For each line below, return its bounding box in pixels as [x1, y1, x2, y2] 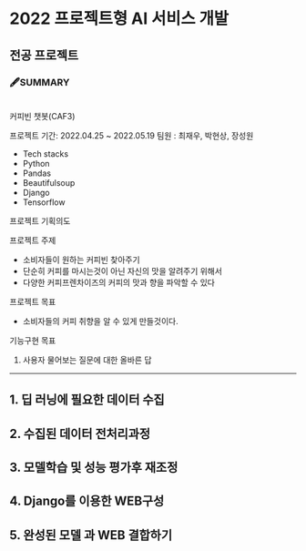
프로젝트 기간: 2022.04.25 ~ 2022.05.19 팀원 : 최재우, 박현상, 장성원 [9, 129, 254, 141]
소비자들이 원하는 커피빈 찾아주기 [22, 254, 140, 265]
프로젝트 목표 [9, 296, 56, 307]
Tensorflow [22, 197, 66, 208]
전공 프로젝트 [9, 47, 79, 63]
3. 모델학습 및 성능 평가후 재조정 [9, 460, 178, 475]
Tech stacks [22, 148, 69, 159]
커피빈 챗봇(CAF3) [9, 110, 76, 121]
